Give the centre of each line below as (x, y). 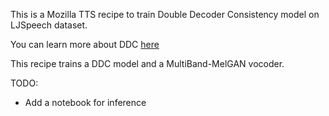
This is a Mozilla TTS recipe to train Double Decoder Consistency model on (165, 14)
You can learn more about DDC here (85, 44)
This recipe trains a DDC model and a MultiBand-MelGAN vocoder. (147, 63)
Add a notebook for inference (85, 102)
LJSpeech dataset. (49, 25)
